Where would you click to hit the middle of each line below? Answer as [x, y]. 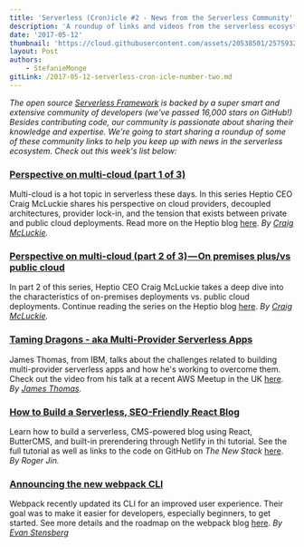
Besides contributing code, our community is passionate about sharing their [152, 122]
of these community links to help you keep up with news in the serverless [146, 141]
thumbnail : [30, 43]
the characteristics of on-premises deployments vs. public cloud [130, 297]
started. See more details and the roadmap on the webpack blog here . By [146, 523]
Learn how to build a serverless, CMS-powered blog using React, [131, 431]
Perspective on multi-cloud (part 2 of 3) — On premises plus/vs [150, 256]
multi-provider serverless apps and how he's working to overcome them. [145, 369]
